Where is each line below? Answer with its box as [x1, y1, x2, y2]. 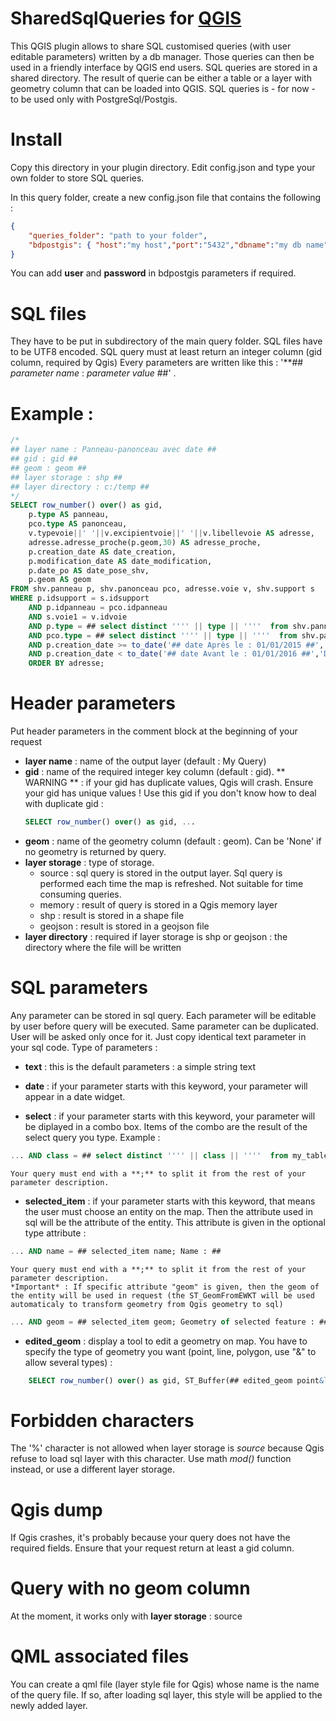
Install [10, 128, 63, 151]
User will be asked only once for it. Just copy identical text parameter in [10, 1030, 307, 1042]
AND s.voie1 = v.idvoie [28, 612, 128, 622]
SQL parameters [10, 977, 148, 999]
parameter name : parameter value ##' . [10, 367, 177, 379]
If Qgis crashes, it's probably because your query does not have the [10, 1532, 291, 1544]
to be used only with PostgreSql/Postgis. [10, 93, 178, 105]
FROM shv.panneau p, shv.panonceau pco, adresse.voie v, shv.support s [10, 584, 315, 594]
